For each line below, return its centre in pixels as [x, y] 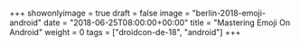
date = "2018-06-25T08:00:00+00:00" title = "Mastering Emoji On [167, 23]
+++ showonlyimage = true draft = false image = [100, 13]
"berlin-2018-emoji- [229, 13]
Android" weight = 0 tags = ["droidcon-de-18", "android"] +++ [125, 32]
